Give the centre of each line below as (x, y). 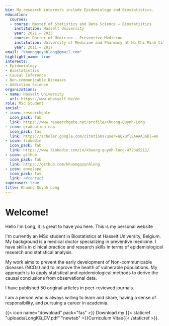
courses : (19, 19)
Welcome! (27, 213)
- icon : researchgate (28, 113)
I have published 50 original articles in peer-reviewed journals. (70, 288)
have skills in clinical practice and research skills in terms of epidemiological (84, 247)
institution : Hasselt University (49, 29)
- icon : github (21, 155)
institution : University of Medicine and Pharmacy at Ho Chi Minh (85, 43)
